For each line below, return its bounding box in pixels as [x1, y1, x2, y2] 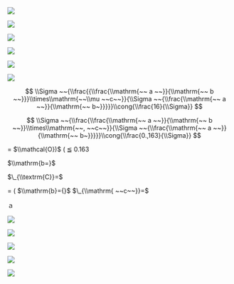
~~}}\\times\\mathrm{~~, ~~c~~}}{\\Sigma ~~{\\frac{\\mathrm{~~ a [12, 123, 212, 132]
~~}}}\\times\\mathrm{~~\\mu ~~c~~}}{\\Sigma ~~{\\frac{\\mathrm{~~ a [13, 95, 226, 103]
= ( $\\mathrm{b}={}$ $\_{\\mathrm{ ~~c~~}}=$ [7, 186, 149, 195]
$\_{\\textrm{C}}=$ [7, 173, 63, 181]
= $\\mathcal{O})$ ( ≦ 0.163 [7, 145, 90, 153]
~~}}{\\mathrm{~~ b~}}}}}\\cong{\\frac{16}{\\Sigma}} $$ [36, 102, 203, 111]
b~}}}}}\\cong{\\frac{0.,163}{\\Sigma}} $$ [79, 131, 201, 139]
